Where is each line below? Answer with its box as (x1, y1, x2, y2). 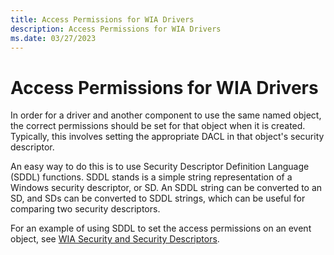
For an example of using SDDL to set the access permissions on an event (10, 222, 312, 235)
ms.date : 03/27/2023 (10, 33, 97, 43)
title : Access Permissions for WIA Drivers (10, 14, 195, 25)
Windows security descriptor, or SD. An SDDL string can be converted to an (10, 182, 323, 194)
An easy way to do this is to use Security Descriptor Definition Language (10, 161, 310, 173)
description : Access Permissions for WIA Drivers (10, 24, 222, 34)
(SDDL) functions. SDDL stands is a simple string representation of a (10, 171, 293, 183)
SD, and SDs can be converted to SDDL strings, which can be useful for (10, 192, 306, 205)
